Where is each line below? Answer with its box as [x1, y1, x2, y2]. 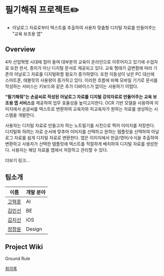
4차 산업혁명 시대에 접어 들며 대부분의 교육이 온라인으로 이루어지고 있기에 [5, 59, 145, 65]
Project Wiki [5, 243, 43, 251]
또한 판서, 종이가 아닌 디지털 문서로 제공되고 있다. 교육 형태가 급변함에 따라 [10, 65, 153, 71]
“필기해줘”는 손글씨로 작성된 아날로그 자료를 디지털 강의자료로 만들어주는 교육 [5, 93, 152, 99]
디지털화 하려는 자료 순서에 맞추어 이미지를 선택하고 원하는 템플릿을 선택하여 [5, 128, 150, 135]
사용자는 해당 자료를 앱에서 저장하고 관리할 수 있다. [11, 147, 108, 153]
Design [26, 226, 43, 232]
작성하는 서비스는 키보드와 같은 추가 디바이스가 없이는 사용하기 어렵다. [5, 83, 139, 89]
